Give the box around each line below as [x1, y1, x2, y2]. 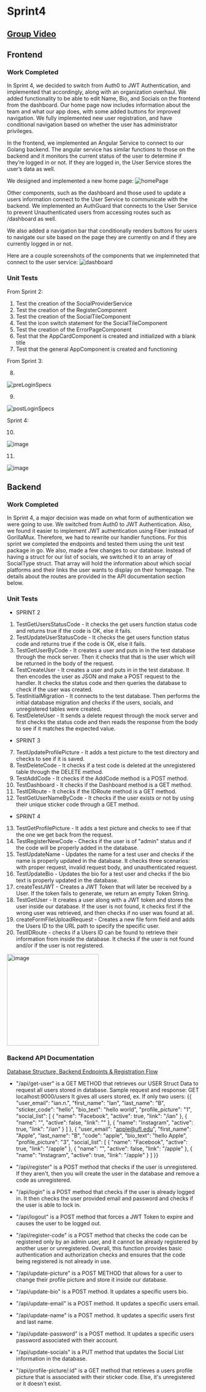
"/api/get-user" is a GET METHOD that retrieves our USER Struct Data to [15, 1079, 199, 1087]
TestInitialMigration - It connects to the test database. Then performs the [15, 692, 200, 700]
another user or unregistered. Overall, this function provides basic [15, 1244, 183, 1252]
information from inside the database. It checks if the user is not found [15, 935, 194, 943]
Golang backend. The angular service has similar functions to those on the [7, 146, 196, 153]
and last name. [15, 1318, 54, 1325]
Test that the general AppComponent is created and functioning [15, 345, 177, 353]
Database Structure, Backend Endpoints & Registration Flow [7, 1068, 158, 1075]
